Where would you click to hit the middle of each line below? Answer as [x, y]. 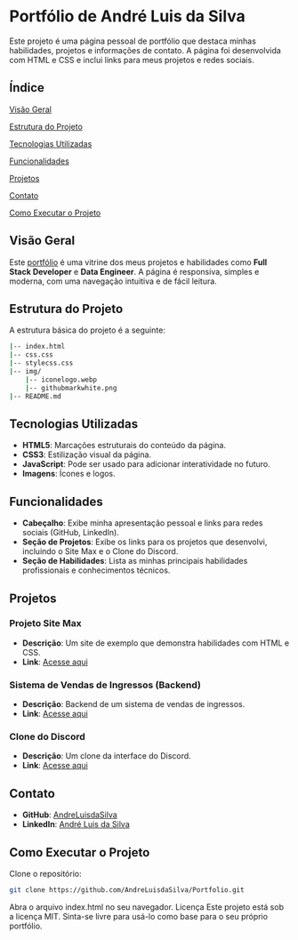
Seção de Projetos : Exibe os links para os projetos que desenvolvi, [145, 542]
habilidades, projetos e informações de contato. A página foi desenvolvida [145, 50]
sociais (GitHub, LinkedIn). [71, 533]
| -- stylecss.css [41, 363]
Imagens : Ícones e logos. [68, 474]
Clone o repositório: [45, 874]
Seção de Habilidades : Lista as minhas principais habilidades [135, 561]
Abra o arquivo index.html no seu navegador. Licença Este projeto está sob [147, 907]
